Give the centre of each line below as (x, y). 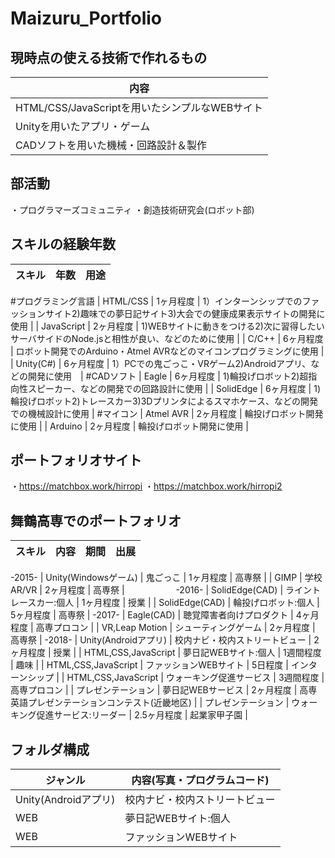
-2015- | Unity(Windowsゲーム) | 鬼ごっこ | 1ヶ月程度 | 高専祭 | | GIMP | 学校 (166, 578)
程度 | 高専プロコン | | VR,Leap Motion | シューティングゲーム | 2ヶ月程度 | (163, 628)
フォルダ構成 (50, 749)
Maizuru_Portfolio (86, 18)
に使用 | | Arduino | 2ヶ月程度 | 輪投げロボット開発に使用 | (129, 426)
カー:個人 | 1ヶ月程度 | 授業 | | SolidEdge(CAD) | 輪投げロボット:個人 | (178, 603)
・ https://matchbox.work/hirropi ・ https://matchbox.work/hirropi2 (146, 486)
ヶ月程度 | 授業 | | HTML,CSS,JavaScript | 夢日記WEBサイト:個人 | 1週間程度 (166, 653)
